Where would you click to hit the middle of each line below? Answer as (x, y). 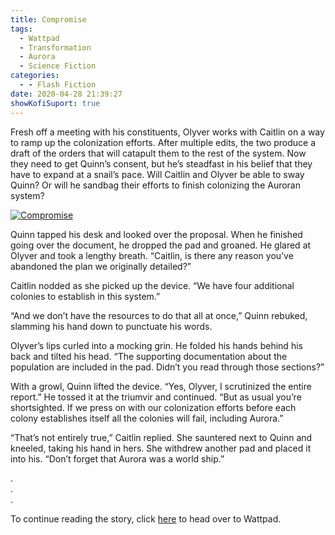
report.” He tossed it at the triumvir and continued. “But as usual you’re (156, 397)
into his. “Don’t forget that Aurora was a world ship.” (117, 458)
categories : (35, 76)
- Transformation (55, 47)
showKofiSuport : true (55, 103)
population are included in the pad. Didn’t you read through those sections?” (167, 367)
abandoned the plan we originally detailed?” (101, 266)
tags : (21, 29)
